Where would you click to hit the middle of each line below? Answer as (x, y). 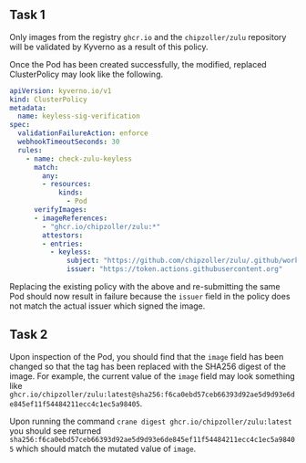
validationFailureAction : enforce (83, 133)
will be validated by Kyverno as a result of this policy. (109, 47)
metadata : (28, 108)
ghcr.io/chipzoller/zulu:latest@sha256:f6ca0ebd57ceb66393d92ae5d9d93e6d (153, 395)
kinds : (71, 193)
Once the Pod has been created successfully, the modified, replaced (138, 64)
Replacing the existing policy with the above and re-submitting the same (145, 287)
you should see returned (56, 431)
